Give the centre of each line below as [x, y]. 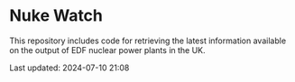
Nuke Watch [56, 16]
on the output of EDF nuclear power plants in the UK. [107, 50]
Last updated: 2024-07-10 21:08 [69, 68]
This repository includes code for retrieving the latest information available [148, 41]
